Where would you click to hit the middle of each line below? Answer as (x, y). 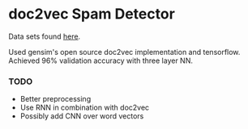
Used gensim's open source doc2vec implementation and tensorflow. (124, 52)
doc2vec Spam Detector (92, 14)
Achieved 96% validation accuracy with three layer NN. (100, 60)
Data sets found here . (45, 36)
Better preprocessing (56, 99)
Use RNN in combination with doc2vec (85, 108)
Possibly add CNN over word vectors (82, 116)
